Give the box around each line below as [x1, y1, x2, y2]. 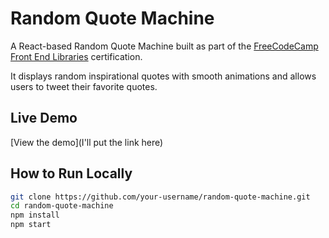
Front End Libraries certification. [10, 50, 143, 62]
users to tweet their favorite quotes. [10, 80, 158, 92]
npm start [10, 220, 52, 230]
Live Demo [10, 110, 78, 127]
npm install [10, 210, 60, 221]
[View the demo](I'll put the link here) [10, 136, 164, 148]
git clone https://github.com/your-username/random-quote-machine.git [10, 192, 311, 202]
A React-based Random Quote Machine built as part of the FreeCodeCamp [10, 40, 319, 52]
